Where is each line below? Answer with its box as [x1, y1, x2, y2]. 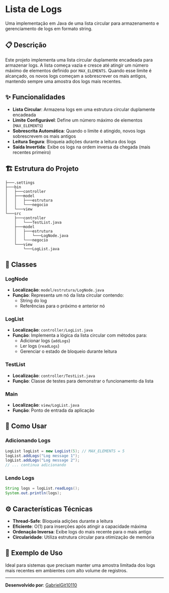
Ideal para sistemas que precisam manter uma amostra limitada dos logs [5, 562, 155, 568]
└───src [5, 211, 22, 217]
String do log [20, 298, 47, 304]
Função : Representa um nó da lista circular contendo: [12, 292, 124, 298]
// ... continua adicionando [5, 463, 66, 468]
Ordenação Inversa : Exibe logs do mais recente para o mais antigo [12, 529, 152, 534]
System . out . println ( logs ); [5, 491, 62, 496]
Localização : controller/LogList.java [12, 327, 93, 333]
